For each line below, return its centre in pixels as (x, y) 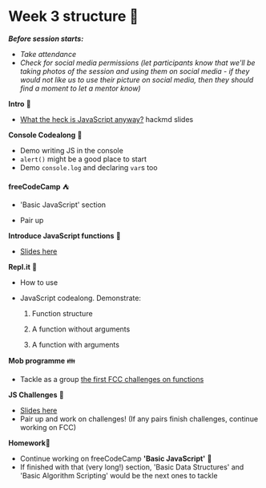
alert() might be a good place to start (83, 159)
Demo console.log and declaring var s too (89, 167)
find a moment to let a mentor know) (81, 88)
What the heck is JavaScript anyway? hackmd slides (107, 119)
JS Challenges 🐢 (36, 394)
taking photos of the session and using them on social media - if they (135, 71)
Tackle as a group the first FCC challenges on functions (112, 379)
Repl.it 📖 (23, 266)
